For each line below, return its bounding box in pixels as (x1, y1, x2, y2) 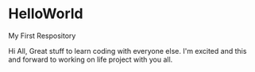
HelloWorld (8, 5, 83, 23)
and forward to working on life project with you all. (8, 55, 173, 64)
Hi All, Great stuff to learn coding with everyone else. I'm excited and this (8, 46, 247, 55)
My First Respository (8, 31, 76, 40)
